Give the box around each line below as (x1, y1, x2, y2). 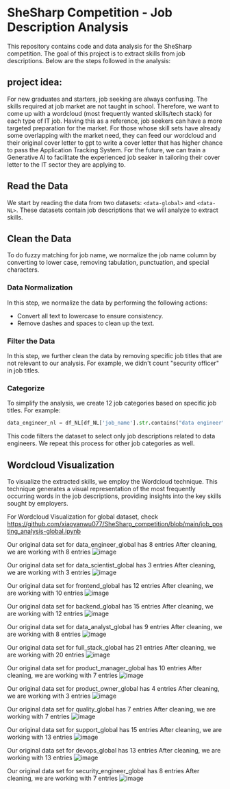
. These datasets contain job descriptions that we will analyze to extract (16, 206, 219, 214)
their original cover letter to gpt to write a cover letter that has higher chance (7, 139, 223, 147)
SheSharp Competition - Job (7, 5, 172, 21)
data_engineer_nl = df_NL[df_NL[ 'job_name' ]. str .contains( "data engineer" (7, 420, 225, 427)
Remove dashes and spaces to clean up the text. (16, 319, 155, 327)
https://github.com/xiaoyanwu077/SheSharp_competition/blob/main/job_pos (7, 519, 223, 528)
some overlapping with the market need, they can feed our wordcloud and (7, 131, 217, 139)
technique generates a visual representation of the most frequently (7, 484, 196, 493)
